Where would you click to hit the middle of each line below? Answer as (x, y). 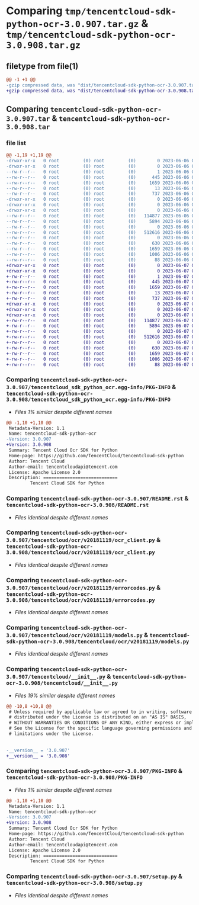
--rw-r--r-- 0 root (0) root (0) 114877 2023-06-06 (98, 216)
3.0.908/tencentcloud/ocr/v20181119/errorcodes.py (81, 600)
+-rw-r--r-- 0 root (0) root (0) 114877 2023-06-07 (98, 320)
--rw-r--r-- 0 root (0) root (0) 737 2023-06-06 (98, 194)
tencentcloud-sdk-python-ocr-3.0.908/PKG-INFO (75, 778)
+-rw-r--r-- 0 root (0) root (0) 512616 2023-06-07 (98, 337)
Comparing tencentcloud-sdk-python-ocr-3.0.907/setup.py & (94, 877)
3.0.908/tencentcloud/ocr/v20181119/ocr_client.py (81, 553)
